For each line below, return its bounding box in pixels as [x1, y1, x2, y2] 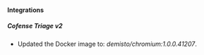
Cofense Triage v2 [7, 22, 63, 30]
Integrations [7, 6, 44, 14]
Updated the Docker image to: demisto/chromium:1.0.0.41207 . [17, 39, 197, 48]
